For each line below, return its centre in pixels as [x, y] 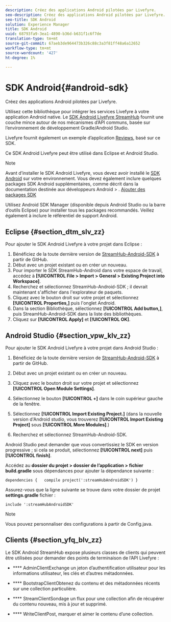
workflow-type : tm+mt [28, 48]
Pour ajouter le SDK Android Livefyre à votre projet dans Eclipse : [74, 244]
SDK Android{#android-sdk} [67, 87]
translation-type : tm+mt [32, 39]
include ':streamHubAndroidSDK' [40, 504]
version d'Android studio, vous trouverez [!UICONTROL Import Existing [88, 419]
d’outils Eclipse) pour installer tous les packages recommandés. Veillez [80, 210]
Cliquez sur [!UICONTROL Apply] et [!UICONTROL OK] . [71, 319]
